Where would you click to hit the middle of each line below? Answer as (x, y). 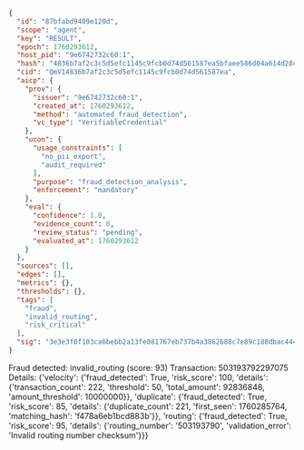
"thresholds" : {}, (52, 291)
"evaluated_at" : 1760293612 (86, 240)
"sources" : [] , (45, 266)
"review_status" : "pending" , (88, 232)
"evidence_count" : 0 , (74, 224)
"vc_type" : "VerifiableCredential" (100, 122)
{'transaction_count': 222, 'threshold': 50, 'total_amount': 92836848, (137, 386)
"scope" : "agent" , (52, 30)
